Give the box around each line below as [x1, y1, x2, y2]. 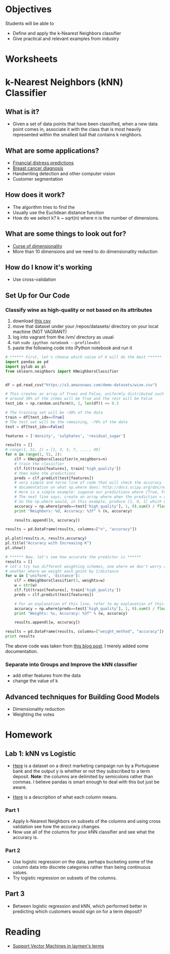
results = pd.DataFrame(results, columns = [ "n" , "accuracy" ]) [5, 527, 137, 532]
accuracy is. [12, 834, 38, 840]
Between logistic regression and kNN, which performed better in [12, 903, 147, 909]
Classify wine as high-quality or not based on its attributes [5, 306, 153, 313]
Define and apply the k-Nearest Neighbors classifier [12, 30, 121, 36]
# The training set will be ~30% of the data [5, 410, 103, 415]
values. [12, 869, 28, 875]
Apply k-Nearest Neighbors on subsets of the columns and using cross [12, 818, 161, 824]
